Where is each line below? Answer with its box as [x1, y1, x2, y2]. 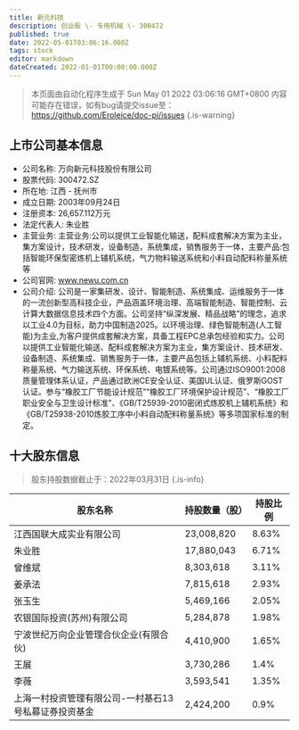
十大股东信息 [9, 448, 80, 464]
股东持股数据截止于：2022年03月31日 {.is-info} [30, 474, 205, 485]
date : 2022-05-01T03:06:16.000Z [9, 37, 129, 47]
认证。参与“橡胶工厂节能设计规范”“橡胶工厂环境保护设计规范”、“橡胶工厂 [21, 386, 289, 397]
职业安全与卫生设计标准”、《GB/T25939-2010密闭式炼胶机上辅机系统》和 [21, 397, 289, 408]
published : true [9, 29, 69, 38]
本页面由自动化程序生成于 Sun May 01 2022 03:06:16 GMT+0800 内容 [30, 88, 287, 99]
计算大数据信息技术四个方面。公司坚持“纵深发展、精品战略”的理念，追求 [21, 308, 287, 319]
